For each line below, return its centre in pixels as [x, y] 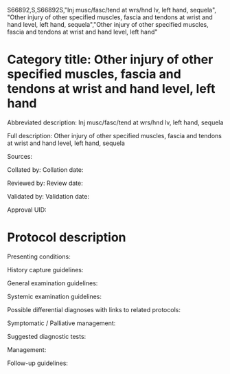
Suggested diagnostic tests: [47, 336]
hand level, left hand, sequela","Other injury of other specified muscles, [108, 24]
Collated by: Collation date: [45, 169]
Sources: [20, 156]
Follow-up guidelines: [38, 363]
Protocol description [67, 238]
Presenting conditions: [39, 256]
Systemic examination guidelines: [54, 296]
